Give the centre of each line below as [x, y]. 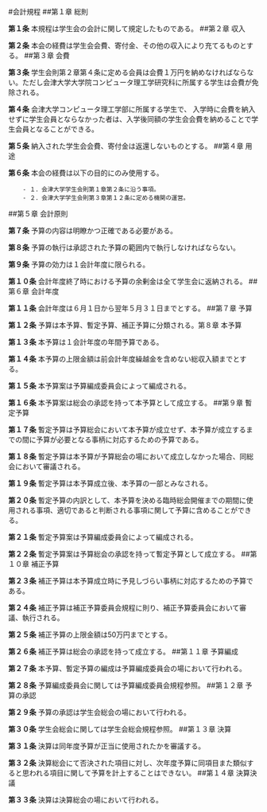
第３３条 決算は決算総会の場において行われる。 [85, 800]
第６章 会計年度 [34, 291]
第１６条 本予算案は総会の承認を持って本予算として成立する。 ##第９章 [126, 403]
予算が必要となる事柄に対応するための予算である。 [119, 439]
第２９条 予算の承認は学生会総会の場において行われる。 [99, 712]
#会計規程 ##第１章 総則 [48, 12]
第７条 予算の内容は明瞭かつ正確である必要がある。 [93, 230]
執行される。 [43, 618]
